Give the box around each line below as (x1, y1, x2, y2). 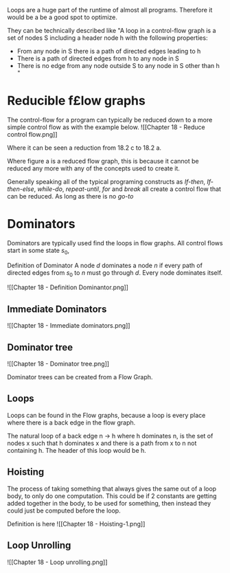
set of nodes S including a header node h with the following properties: (7, 34, 208, 42)
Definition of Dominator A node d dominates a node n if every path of (7, 261, 203, 269)
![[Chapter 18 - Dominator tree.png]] (7, 360, 110, 368)
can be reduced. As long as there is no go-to (7, 192, 134, 200)
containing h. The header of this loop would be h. (7, 446, 146, 454)
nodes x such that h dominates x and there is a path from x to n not (7, 439, 197, 447)
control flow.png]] (7, 130, 58, 138)
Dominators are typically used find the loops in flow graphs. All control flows (7, 238, 223, 247)
